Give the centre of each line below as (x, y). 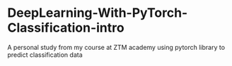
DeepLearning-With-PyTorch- (98, 13)
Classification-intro (66, 28)
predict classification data (45, 55)
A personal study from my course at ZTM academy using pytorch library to (116, 47)
